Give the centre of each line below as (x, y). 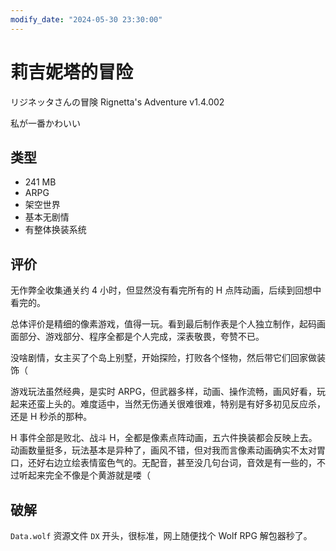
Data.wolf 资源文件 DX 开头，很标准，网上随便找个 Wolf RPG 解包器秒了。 (161, 535)
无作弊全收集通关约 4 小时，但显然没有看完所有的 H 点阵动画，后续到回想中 (166, 290)
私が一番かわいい (45, 123)
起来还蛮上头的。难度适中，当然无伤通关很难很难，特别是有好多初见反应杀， (168, 404)
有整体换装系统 (55, 230)
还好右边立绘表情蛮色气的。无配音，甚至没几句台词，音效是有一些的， (172, 463)
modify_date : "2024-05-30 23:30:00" (86, 19)
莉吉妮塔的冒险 (72, 72)
